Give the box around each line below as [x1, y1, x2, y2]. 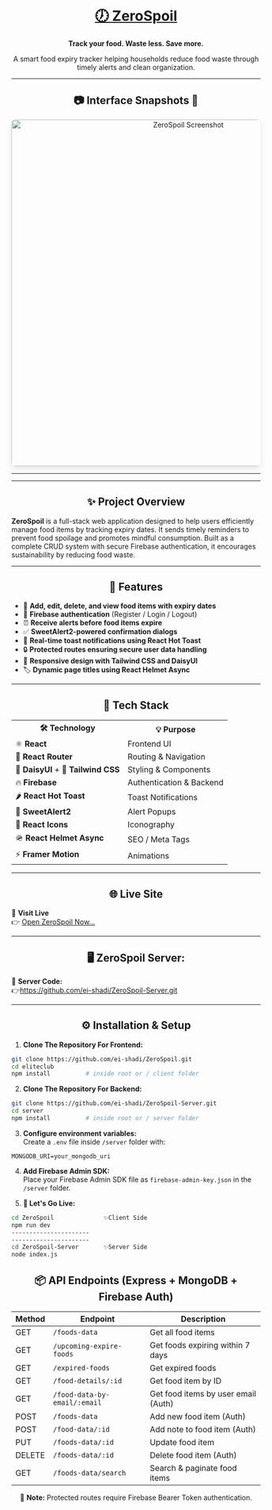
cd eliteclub [11, 1062, 55, 1071]
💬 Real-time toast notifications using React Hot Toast [22, 636, 202, 645]
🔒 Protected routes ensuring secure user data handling [22, 644, 207, 655]
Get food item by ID [149, 1375, 222, 1386]
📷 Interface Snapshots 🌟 [73, 94, 199, 108]
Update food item [149, 1436, 215, 1447]
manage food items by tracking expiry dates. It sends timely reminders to [11, 525, 250, 534]
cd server [11, 1107, 44, 1115]
